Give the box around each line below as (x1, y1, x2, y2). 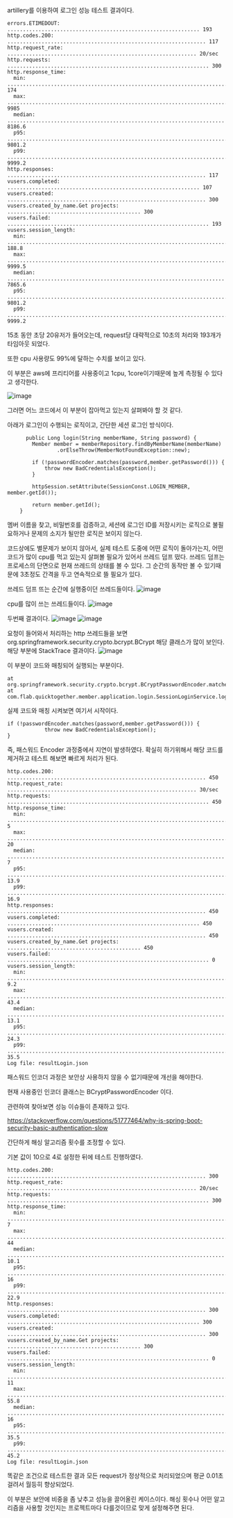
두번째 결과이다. (7, 614, 51, 622)
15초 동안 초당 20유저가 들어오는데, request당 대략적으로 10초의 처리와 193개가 (7, 331, 222, 339)
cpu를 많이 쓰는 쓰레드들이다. (7, 600, 87, 608)
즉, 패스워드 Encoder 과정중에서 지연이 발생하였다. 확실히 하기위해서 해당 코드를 (7, 745, 223, 754)
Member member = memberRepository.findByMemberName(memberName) (32, 440, 222, 447)
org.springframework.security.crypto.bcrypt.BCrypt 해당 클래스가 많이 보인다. (7, 638, 225, 646)
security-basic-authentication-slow (7, 1124, 108, 1132)
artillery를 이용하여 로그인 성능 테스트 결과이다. (7, 6, 135, 14)
